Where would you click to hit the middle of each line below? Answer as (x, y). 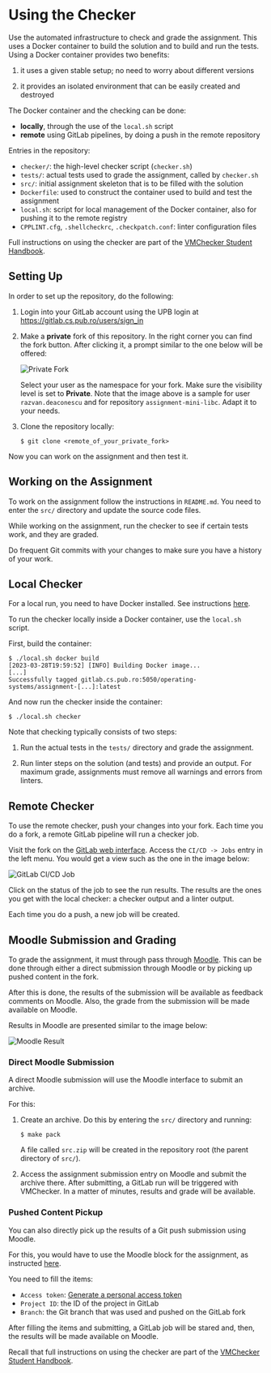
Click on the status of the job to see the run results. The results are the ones (135, 890)
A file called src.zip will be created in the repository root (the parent (134, 1150)
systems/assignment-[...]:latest (65, 687)
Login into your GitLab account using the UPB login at (109, 312)
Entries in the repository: (49, 150)
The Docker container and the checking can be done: (97, 110)
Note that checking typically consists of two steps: (93, 732)
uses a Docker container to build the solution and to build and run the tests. (134, 45)
